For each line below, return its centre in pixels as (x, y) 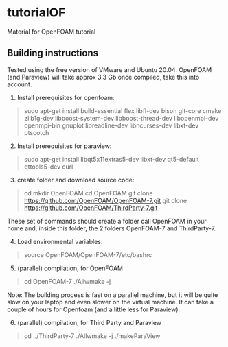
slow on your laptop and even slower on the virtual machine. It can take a (111, 302)
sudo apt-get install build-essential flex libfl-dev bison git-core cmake (123, 110)
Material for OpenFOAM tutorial (52, 32)
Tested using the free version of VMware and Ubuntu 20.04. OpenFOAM (110, 69)
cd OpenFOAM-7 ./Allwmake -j (67, 281)
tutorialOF (36, 13)
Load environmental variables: (60, 241)
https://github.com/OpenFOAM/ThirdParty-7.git (91, 208)
